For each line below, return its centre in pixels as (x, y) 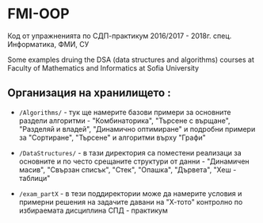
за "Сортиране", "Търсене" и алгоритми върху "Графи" (112, 137)
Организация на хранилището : (89, 93)
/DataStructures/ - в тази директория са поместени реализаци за (130, 152)
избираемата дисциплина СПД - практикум (93, 210)
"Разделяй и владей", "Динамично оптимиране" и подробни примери (137, 129)
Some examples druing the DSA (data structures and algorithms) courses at (131, 60)
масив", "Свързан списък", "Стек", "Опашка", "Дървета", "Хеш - (128, 169)
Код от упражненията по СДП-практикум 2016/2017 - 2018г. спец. (120, 36)
